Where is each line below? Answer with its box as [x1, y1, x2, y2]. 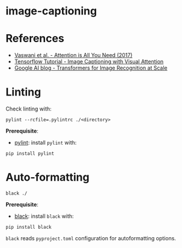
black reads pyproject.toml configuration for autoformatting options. [5, 235, 177, 241]
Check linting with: [5, 105, 52, 112]
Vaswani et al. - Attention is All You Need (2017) [14, 52, 133, 59]
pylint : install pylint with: [14, 139, 77, 147]
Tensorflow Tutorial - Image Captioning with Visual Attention [14, 58, 164, 65]
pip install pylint [5, 151, 55, 157]
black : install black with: [14, 213, 74, 220]
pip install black [5, 224, 52, 230]
